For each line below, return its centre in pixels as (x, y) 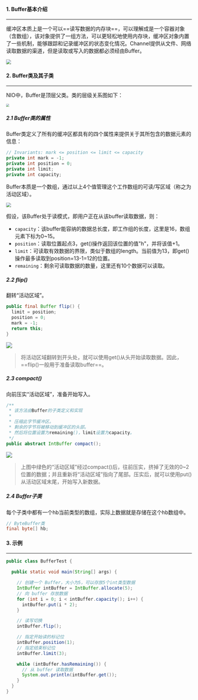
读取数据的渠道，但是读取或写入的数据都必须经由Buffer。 (76, 51)
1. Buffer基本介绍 (27, 9)
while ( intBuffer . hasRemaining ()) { (62, 664)
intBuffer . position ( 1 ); (46, 643)
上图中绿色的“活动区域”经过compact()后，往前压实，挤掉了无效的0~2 (105, 467)
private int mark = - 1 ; (35, 158)
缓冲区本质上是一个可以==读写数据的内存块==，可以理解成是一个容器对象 (96, 29)
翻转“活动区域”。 (27, 295)
